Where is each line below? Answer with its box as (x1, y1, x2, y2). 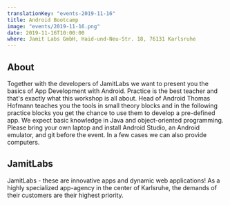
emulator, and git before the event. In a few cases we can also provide (7, 130, 207, 138)
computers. (7, 138, 40, 146)
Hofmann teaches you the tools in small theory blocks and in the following (7, 101, 218, 110)
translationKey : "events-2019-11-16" (7, 10, 116, 17)
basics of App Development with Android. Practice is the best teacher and (7, 87, 218, 95)
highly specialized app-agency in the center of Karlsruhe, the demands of (7, 183, 218, 192)
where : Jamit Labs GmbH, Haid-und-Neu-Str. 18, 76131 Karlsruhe (7, 36, 196, 43)
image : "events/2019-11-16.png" (7, 23, 100, 30)
